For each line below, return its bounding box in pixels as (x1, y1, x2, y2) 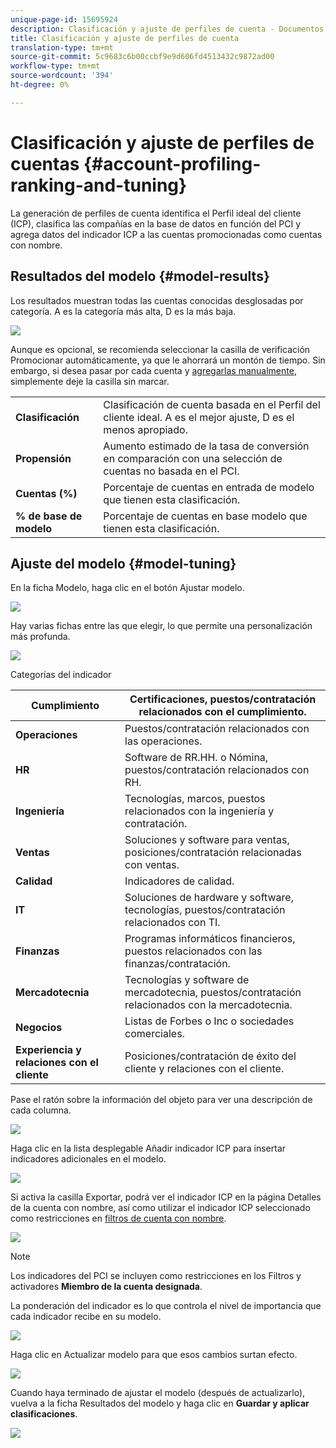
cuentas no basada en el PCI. (103, 464, 240, 478)
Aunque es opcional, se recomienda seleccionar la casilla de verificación (10, 343, 311, 355)
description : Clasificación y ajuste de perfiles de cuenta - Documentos (10, 24, 325, 34)
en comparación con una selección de (103, 451, 283, 465)
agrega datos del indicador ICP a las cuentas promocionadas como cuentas (10, 228, 323, 240)
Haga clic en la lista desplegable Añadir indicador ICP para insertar (10, 1142, 287, 1155)
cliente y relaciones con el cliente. (124, 1062, 285, 1076)
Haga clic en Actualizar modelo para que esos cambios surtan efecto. (10, 1349, 298, 1361)
